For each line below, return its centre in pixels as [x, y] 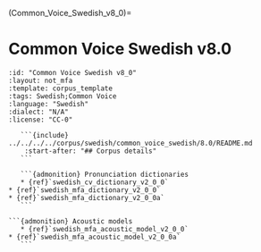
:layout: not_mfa [41, 80]
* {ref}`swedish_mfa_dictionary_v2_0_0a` [87, 197]
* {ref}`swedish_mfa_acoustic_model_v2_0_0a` [94, 237]
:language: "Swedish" [49, 104]
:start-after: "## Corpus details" [91, 151]
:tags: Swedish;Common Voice [63, 96]
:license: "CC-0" [41, 120]
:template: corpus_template [61, 88]
